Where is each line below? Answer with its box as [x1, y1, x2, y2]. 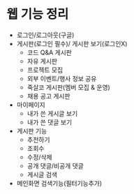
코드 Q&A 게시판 [27, 48, 73, 57]
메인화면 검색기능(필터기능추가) [16, 179, 103, 187]
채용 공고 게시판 [27, 91, 70, 100]
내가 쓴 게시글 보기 [27, 109, 78, 117]
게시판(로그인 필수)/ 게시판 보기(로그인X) [16, 39, 128, 47]
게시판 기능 [16, 126, 47, 135]
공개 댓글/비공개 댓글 [27, 161, 84, 170]
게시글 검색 [27, 170, 57, 179]
